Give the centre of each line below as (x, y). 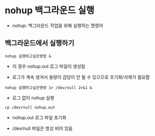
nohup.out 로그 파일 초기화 (39, 117)
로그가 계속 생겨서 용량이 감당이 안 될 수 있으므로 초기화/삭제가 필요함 (81, 77)
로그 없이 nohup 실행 (33, 98)
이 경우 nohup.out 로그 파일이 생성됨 (49, 66)
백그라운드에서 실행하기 (40, 43)
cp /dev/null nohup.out (30, 107)
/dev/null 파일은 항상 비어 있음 (42, 128)
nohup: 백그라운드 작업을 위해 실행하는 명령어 (58, 25)
